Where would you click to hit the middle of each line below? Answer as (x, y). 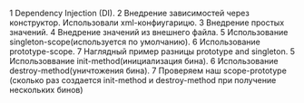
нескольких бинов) (46, 90)
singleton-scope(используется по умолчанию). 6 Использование (135, 42)
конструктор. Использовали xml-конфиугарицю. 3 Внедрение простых (147, 23)
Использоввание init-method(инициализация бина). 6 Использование (144, 61)
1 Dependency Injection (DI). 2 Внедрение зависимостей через (129, 13)
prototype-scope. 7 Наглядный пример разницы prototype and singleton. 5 (152, 51)
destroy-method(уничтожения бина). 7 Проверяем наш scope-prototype (148, 70)
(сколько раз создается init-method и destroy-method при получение (143, 80)
